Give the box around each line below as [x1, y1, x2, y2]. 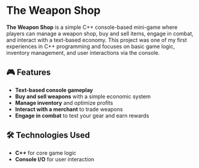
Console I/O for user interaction [14, 155, 95, 163]
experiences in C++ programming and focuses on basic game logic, [6, 43, 175, 50]
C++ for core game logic [14, 149, 77, 157]
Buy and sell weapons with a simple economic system [14, 93, 151, 100]
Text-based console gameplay [14, 86, 93, 93]
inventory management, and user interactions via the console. [6, 49, 160, 56]
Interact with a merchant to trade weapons [14, 105, 123, 113]
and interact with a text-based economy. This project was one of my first [6, 36, 187, 43]
